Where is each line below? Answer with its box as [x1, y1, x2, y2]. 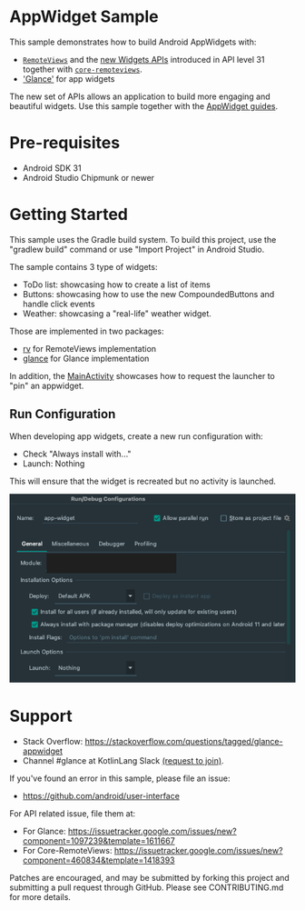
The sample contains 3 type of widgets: [9, 261, 158, 272]
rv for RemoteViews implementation [22, 343, 157, 354]
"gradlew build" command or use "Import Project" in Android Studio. [9, 244, 265, 255]
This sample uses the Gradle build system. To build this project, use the [9, 234, 277, 245]
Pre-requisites [9, 133, 121, 154]
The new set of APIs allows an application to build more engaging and [9, 91, 271, 102]
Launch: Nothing [22, 457, 85, 469]
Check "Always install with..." [22, 448, 132, 459]
